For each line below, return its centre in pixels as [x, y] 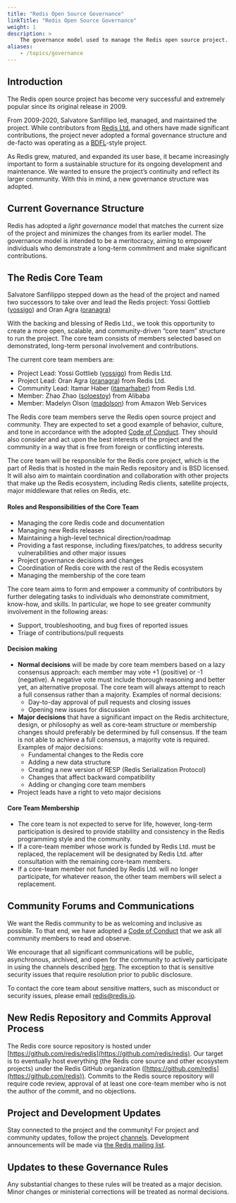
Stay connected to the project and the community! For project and [103, 1130]
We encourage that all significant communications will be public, [101, 952]
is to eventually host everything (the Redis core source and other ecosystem [118, 1061]
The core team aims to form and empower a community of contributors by [115, 589]
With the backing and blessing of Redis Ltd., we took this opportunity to [111, 324]
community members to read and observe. [69, 938]
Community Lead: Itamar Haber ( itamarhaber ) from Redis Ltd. [106, 389]
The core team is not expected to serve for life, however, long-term [115, 824]
